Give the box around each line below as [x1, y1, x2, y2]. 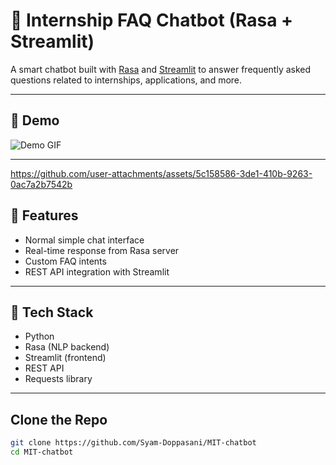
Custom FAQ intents [24, 255, 107, 267]
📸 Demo [10, 112, 60, 129]
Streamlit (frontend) [24, 352, 107, 364]
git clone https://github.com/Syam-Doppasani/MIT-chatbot [10, 438, 257, 448]
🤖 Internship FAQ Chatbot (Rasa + [10, 9, 294, 32]
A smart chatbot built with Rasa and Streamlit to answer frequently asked [10, 63, 312, 75]
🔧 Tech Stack [10, 304, 94, 321]
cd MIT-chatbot [10, 447, 74, 458]
